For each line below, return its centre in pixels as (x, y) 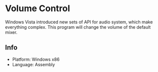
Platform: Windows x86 (36, 59)
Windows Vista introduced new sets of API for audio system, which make (79, 22)
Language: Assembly (34, 64)
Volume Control (38, 9)
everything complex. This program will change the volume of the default (78, 27)
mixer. (11, 32)
